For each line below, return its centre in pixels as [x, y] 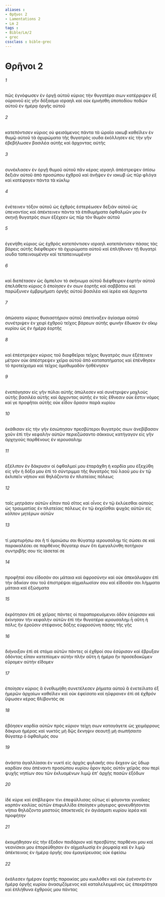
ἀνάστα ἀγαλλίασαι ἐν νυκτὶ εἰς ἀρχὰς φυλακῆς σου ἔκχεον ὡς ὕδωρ [77, 762]
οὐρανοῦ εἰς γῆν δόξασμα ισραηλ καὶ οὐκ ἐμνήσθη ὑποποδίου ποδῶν [76, 101]
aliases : [15, 10]
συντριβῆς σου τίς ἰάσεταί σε [35, 551]
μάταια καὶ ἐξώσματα [27, 588]
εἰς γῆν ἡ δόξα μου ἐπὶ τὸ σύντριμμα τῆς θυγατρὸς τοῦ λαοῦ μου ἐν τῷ [78, 471]
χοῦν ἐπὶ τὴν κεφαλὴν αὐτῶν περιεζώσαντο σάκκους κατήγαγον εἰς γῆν [79, 434]
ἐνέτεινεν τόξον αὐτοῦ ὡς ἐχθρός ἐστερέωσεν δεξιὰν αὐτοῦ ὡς [71, 206]
